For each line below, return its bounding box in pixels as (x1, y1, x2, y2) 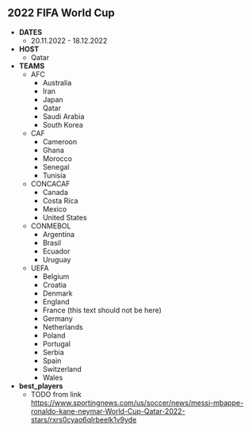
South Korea (42, 120, 84, 129)
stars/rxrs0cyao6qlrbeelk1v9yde (30, 415, 137, 424)
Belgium (42, 271, 70, 281)
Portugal (42, 338, 71, 348)
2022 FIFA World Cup (7, 6, 116, 20)
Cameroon (42, 136, 78, 146)
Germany (42, 313, 73, 323)
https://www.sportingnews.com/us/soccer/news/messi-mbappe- (30, 398, 244, 407)
